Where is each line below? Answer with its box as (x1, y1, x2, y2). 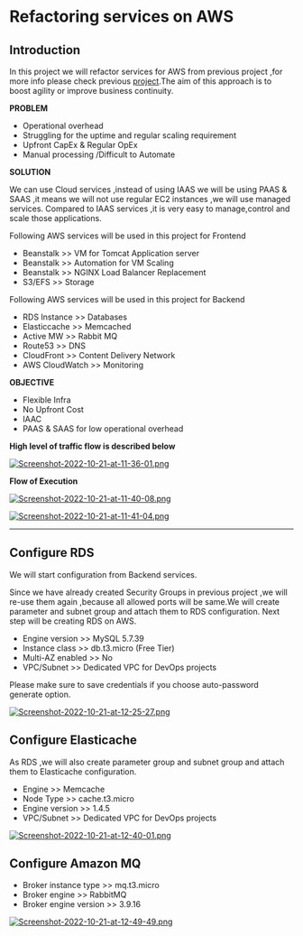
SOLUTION (9, 167, 51, 177)
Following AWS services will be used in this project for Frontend (9, 230, 246, 241)
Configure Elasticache (9, 733, 138, 748)
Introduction (9, 42, 81, 58)
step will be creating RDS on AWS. (9, 616, 137, 626)
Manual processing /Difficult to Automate (22, 149, 176, 160)
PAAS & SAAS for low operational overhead (22, 423, 184, 434)
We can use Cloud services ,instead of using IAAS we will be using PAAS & (9, 184, 288, 195)
